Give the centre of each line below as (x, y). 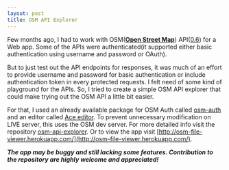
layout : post (26, 13)
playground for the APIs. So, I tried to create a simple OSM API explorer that (114, 89)
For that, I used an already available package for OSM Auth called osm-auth (114, 110)
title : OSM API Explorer (43, 20)
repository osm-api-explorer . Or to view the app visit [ (83, 132)
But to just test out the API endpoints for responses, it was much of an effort (114, 67)
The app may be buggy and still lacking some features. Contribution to (110, 152)
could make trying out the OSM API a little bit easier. (81, 96)
